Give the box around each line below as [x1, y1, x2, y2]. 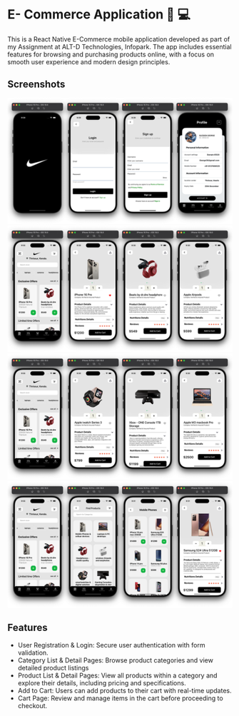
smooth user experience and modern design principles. [7, 57, 171, 66]
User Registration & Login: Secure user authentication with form [17, 640, 205, 649]
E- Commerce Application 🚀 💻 [7, 6, 191, 23]
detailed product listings [17, 663, 89, 672]
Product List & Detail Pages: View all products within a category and [17, 671, 218, 680]
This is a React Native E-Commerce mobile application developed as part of [7, 34, 230, 44]
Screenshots [7, 79, 66, 91]
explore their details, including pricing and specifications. [17, 678, 187, 687]
